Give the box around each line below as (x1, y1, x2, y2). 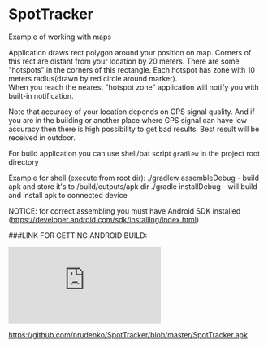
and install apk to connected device (8, 190, 128, 200)
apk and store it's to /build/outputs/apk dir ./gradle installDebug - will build (8, 181, 257, 192)
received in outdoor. (8, 132, 76, 143)
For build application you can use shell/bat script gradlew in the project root (8, 148, 261, 158)
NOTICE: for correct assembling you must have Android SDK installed (8, 205, 241, 216)
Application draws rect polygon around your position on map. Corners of (8, 47, 252, 57)
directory (8, 156, 39, 167)
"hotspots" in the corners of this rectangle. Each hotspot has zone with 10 (8, 64, 256, 74)
